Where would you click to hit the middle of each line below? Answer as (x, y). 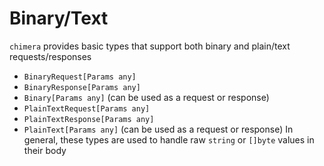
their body (45, 150)
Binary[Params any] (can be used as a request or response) (146, 97)
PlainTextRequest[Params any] (87, 108)
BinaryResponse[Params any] (82, 87)
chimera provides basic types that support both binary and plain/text (150, 46)
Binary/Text (59, 18)
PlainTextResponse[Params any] (89, 119)
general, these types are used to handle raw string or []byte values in (169, 139)
